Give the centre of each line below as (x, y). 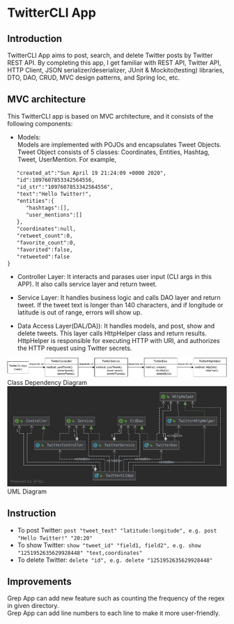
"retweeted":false (43, 257)
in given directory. (33, 606)
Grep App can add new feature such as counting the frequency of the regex (116, 598)
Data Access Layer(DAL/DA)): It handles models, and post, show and (116, 326)
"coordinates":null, (46, 229)
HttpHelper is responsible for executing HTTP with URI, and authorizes (119, 340)
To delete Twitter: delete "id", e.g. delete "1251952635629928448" (115, 560)
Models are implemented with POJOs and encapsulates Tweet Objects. (119, 144)
